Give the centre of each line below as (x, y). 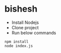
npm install (16, 42)
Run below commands (34, 33)
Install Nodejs (25, 22)
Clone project (25, 27)
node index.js (19, 46)
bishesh (21, 9)
